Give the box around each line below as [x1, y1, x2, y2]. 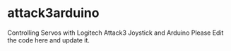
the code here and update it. [7, 35, 90, 44]
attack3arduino [7, 5, 100, 21]
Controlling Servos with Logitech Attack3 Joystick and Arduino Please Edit [7, 28, 224, 37]
